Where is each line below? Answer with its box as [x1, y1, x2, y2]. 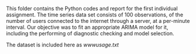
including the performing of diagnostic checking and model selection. [6, 30, 174, 37]
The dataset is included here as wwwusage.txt [6, 41, 119, 48]
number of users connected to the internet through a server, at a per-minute [6, 18, 190, 24]
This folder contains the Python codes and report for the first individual [6, 5, 178, 12]
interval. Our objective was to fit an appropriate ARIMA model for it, [6, 23, 168, 31]
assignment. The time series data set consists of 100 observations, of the [6, 11, 184, 18]
